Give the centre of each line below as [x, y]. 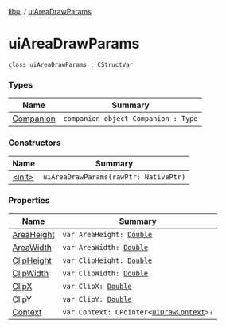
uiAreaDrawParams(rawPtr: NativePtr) [114, 177]
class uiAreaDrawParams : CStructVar [71, 64]
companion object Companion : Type [131, 119]
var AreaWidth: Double [105, 247]
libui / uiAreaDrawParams [50, 12]
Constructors [35, 143]
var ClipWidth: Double [105, 273]
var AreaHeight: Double [107, 234]
